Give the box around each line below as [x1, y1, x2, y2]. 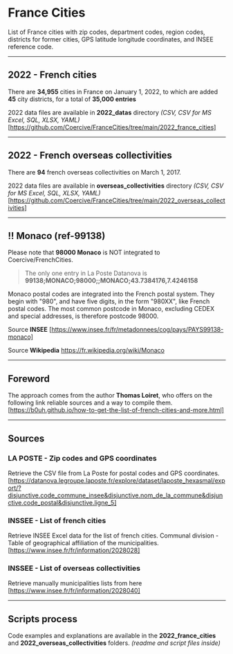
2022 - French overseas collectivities [8, 150, 172, 161]
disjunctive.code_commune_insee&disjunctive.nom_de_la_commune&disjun [8, 491, 223, 500]
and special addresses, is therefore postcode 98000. [8, 312, 159, 320]
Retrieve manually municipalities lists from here [8, 579, 142, 587]
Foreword [8, 373, 50, 385]
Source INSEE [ [8, 326, 52, 334]
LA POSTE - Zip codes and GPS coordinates [8, 453, 158, 463]
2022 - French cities [8, 69, 97, 81]
